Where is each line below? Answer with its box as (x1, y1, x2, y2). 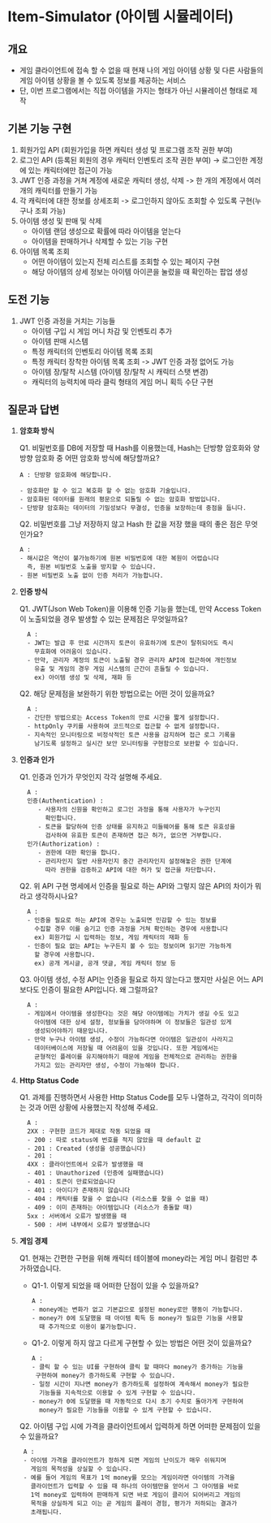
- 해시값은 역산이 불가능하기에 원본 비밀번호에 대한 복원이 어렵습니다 (19, 554, 220, 563)
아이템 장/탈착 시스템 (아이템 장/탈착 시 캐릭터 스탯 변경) (31, 366, 209, 376)
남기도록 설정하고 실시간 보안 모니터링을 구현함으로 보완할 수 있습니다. (34, 740, 239, 748)
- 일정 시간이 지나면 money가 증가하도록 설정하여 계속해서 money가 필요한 (31, 1380, 249, 1389)
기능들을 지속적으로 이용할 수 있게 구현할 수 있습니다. (38, 1389, 196, 1397)
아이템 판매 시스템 (31, 336, 88, 346)
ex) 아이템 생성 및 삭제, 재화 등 (34, 673, 132, 682)
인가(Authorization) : (27, 840, 101, 849)
